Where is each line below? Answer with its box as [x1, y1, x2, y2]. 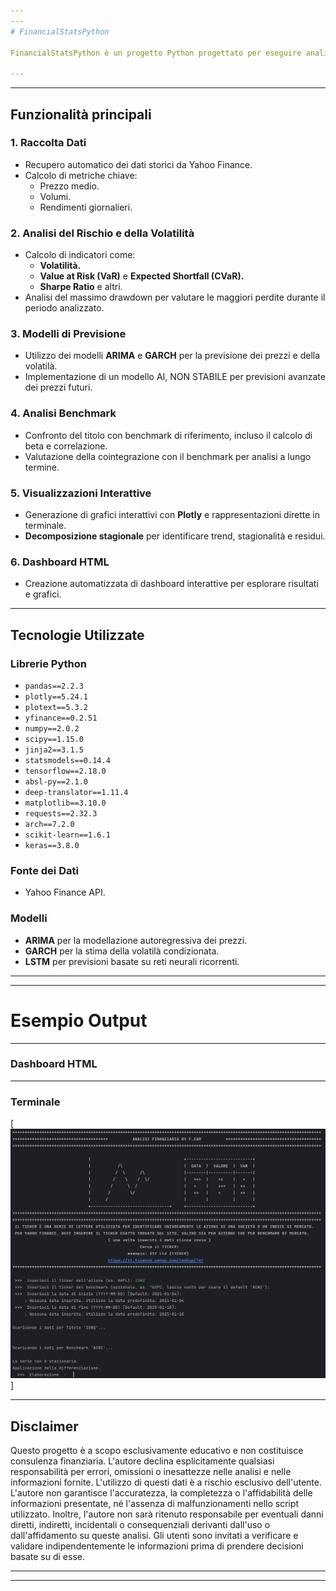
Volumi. [39, 190, 72, 202]
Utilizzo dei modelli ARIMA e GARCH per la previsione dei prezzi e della [24, 350, 321, 362]
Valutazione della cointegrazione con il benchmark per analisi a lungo [24, 450, 312, 462]
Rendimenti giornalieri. [39, 201, 133, 213]
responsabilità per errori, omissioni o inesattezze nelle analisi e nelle [10, 1466, 292, 1478]
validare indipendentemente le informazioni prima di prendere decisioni [10, 1540, 304, 1552]
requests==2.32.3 [24, 808, 98, 819]
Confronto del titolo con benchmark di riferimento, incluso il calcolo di [24, 429, 313, 441]
